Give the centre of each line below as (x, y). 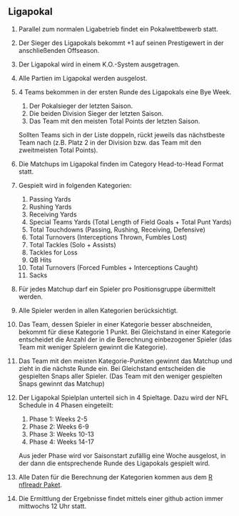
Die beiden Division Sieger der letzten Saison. (96, 113)
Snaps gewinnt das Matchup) (62, 383)
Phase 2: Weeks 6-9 (59, 426)
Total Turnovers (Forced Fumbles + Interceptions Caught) (113, 267)
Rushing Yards (50, 207)
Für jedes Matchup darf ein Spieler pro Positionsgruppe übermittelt (117, 289)
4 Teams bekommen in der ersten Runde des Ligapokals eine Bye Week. (125, 91)
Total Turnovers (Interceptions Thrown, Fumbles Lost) (108, 237)
